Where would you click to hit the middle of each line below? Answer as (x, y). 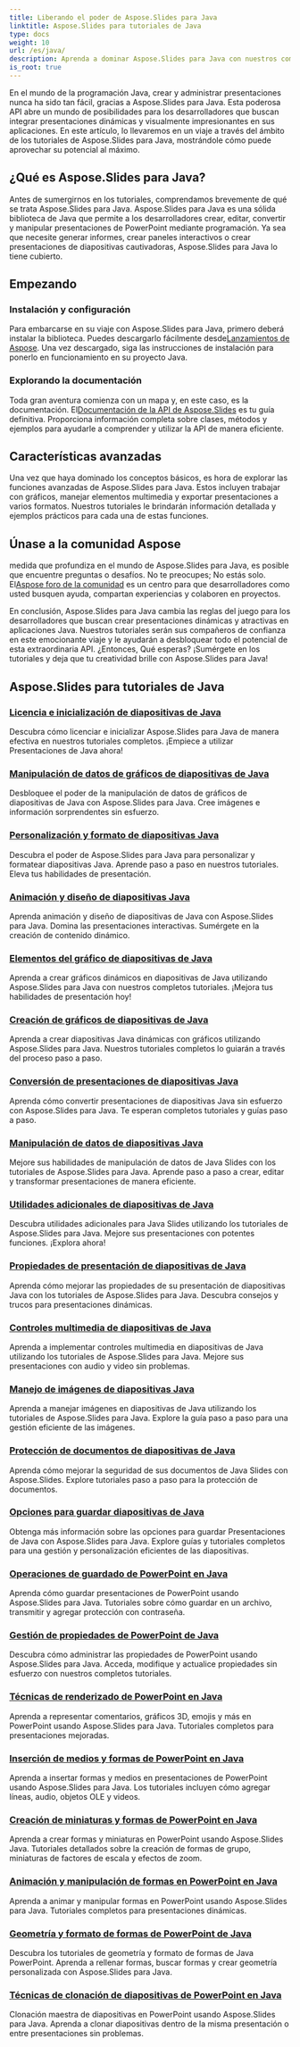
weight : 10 (29, 42)
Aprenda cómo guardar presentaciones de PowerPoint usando (124, 1593)
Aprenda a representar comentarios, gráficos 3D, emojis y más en (130, 1716)
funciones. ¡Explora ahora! (58, 1243)
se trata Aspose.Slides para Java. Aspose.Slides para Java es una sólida (143, 208)
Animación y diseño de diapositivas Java (100, 896)
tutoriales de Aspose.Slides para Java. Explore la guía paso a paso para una (149, 1418)
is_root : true (36, 68)
